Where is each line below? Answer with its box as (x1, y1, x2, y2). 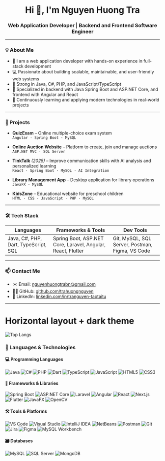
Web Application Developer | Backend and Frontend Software (7, 22, 158, 29)
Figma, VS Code (112, 247, 151, 254)
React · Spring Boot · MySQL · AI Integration (12, 168, 110, 173)
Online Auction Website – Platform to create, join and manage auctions (12, 144, 157, 150)
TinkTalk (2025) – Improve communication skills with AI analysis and (12, 158, 151, 164)
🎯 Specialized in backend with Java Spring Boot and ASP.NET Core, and (12, 86, 159, 92)
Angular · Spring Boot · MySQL (12, 135, 77, 140)
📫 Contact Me (5, 268, 40, 275)
